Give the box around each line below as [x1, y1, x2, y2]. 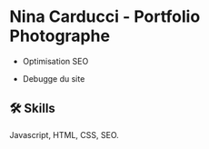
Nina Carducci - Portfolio [9, 6, 201, 27]
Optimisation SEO [22, 55, 89, 66]
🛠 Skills [9, 101, 56, 116]
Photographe [9, 25, 111, 46]
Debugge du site [22, 73, 85, 84]
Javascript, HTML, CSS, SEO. [9, 129, 120, 140]
